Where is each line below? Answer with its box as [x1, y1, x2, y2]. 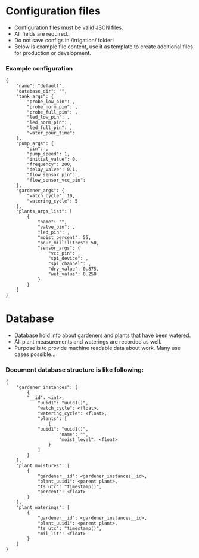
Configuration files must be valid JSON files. [14, 24, 123, 31]
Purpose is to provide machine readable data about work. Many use [14, 345, 181, 352]
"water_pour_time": [27, 130, 76, 136]
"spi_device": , [48, 256, 89, 262]
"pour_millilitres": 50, [37, 240, 99, 246]
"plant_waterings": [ [16, 505, 70, 511]
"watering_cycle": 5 [27, 198, 78, 204]
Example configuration [5, 64, 73, 72]
